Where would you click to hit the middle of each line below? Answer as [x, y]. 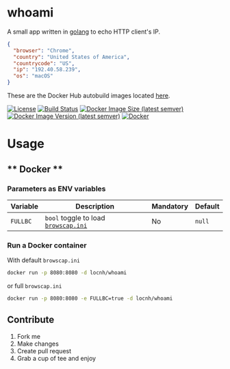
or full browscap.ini [35, 286]
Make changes [38, 344]
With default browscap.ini [43, 260]
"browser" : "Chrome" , [44, 50]
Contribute [31, 320]
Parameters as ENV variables [56, 189]
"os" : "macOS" [33, 76]
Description [95, 206]
